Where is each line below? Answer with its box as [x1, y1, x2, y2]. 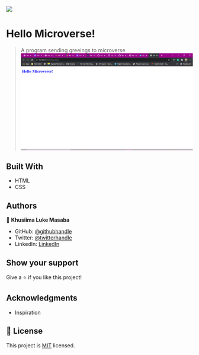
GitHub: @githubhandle [14, 228, 72, 235]
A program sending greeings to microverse [20, 46, 126, 53]
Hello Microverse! [6, 27, 96, 41]
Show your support [6, 258, 79, 268]
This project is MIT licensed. [6, 341, 75, 349]
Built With [6, 161, 43, 171]
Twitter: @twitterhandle [14, 234, 72, 241]
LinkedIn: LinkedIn [14, 241, 60, 248]
